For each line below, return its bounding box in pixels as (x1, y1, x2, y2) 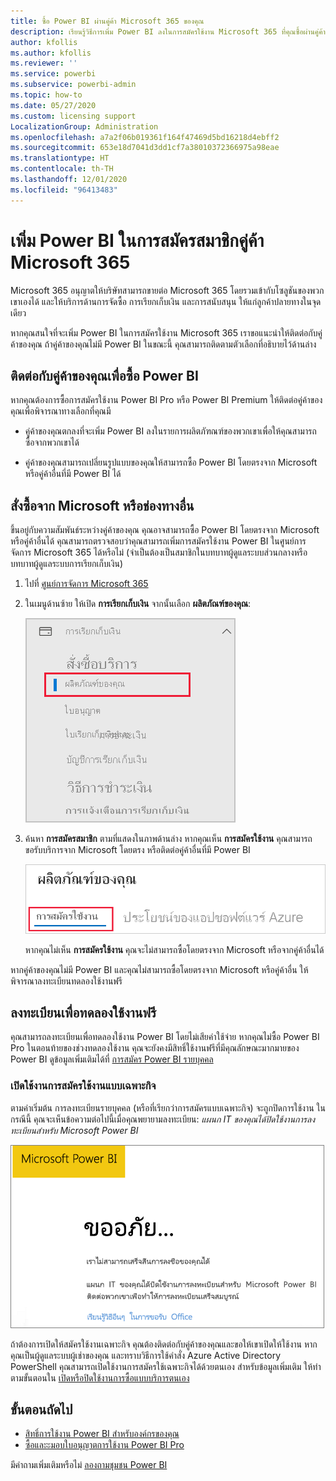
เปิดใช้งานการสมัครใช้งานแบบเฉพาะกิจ (10, 1079, 157, 1093)
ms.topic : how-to (10, 90, 83, 100)
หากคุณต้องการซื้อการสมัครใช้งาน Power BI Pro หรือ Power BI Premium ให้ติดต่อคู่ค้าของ (10, 394, 323, 406)
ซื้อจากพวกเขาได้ (24, 436, 80, 449)
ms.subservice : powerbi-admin (10, 80, 137, 90)
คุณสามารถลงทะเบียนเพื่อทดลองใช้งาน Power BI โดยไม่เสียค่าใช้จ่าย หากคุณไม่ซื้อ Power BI (10, 1031, 320, 1043)
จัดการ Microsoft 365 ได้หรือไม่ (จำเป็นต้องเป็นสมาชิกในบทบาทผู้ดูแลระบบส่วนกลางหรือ (10, 546, 308, 559)
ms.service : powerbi (10, 69, 97, 79)
